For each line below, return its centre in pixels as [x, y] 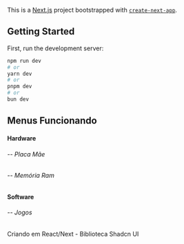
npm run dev [24, 61]
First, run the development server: [55, 48]
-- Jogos [20, 212]
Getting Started [41, 31]
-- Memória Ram [31, 176]
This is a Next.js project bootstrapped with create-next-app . [92, 10]
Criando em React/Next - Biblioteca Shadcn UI [73, 234]
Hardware [22, 138]
